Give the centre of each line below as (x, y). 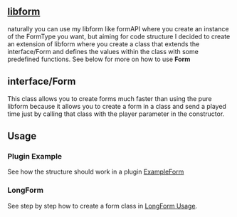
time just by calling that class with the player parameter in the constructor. (116, 114)
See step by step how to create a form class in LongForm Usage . (102, 206)
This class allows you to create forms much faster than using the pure (110, 98)
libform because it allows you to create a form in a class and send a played (117, 106)
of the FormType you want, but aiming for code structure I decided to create (119, 36)
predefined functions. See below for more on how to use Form (99, 59)
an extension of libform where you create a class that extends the (104, 44)
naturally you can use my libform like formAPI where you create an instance (118, 28)
